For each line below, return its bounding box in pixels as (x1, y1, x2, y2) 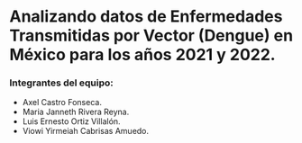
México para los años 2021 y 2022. (9, 45, 277, 65)
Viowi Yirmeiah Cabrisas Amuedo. (22, 126, 150, 137)
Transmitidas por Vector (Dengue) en (9, 25, 294, 46)
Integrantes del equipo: (9, 76, 114, 89)
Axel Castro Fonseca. (22, 97, 102, 108)
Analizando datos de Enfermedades (9, 6, 283, 27)
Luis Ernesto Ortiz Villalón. (22, 116, 121, 127)
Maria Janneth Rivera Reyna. (22, 106, 130, 118)
